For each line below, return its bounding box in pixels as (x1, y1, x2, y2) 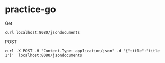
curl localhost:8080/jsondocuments (5, 30, 80, 35)
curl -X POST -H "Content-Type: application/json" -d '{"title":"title (5, 48, 160, 53)
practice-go (5, 4, 57, 15)
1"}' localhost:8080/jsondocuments (5, 53, 82, 58)
